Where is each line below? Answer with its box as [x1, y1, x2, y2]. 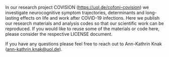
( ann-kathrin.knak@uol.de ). [5, 46, 63, 52]
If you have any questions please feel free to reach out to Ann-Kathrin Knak [5, 41, 162, 47]
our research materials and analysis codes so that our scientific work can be [5, 20, 164, 26]
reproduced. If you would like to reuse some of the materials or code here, [5, 26, 160, 32]
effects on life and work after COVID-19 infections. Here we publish [20, 15, 160, 21]
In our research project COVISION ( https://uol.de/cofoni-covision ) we [5, 5, 149, 10]
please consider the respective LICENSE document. [5, 31, 112, 37]
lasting [5, 15, 19, 21]
